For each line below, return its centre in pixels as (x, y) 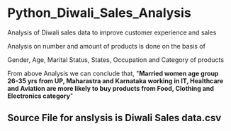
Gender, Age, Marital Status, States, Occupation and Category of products (116, 60)
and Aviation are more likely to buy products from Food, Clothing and (111, 88)
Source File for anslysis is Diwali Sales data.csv (114, 118)
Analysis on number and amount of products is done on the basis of (106, 46)
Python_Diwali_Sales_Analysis (99, 13)
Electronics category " (40, 96)
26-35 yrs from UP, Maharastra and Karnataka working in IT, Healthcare (115, 81)
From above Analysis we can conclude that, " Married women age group (113, 73)
